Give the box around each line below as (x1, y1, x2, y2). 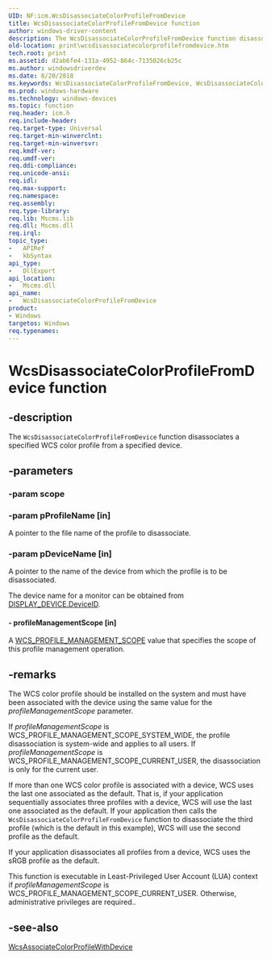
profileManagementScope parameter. (8, 707, 134, 716)
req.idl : (8, 177, 38, 186)
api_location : (8, 274, 56, 282)
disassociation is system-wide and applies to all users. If (8, 739, 196, 748)
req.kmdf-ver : (8, 147, 56, 155)
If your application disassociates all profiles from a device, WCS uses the (8, 848, 251, 857)
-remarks (8, 667, 56, 682)
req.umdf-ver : (8, 154, 56, 162)
